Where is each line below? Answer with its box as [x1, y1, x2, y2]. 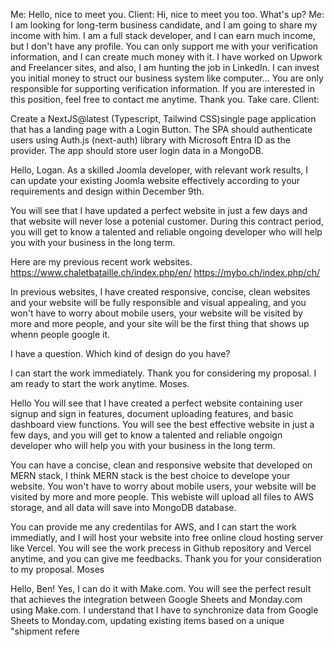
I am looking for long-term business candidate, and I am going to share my [10, 19, 318, 31]
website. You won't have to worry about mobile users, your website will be [10, 480, 317, 492]
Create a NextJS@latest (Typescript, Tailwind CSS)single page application [10, 113, 317, 124]
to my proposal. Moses [10, 564, 105, 575]
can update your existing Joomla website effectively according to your [10, 175, 301, 186]
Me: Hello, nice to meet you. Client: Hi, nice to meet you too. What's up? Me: [10, 9, 325, 20]
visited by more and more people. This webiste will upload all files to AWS [10, 491, 315, 503]
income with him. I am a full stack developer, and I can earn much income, [10, 30, 316, 41]
